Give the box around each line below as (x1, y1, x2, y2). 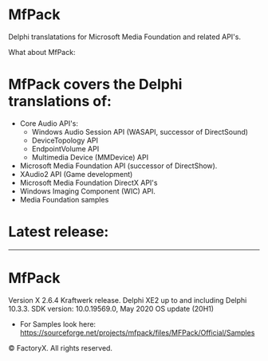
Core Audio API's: (19, 118, 78, 128)
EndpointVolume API (31, 143, 100, 153)
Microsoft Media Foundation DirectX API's (19, 178, 158, 187)
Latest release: (8, 223, 109, 241)
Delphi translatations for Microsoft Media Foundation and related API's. (8, 32, 242, 41)
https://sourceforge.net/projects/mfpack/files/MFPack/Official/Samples (19, 328, 255, 337)
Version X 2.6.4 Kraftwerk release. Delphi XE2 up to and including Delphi (8, 295, 247, 304)
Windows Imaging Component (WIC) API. (19, 186, 156, 196)
